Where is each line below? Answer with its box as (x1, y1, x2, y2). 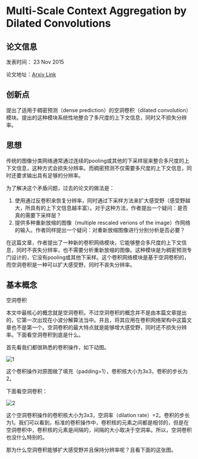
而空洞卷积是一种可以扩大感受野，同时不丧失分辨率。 (6, 261, 136, 268)
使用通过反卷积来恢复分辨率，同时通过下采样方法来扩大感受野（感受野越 (14, 196, 190, 204)
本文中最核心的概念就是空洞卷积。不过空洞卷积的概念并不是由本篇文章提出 (6, 309, 187, 316)
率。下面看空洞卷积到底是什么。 (6, 332, 84, 339)
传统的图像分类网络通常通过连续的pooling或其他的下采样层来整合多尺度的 (6, 157, 184, 164)
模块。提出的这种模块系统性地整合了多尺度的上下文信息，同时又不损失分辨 (6, 114, 187, 121)
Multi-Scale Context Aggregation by (6, 4, 187, 18)
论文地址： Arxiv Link (6, 71, 57, 78)
